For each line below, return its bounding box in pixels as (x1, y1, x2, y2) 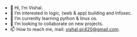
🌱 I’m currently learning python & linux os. (10, 15, 98, 21)
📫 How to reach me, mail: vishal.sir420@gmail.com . (10, 26, 120, 32)
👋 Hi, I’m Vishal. (10, 5, 43, 10)
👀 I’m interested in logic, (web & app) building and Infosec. (10, 10, 132, 16)
